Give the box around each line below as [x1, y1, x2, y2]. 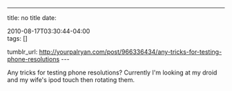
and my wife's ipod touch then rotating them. [7, 76, 135, 83]
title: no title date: [7, 14, 57, 21]
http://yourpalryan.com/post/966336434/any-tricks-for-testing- [39, 48, 222, 56]
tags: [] [7, 34, 28, 42]
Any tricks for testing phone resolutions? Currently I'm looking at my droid [7, 68, 217, 77]
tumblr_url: [7, 48, 38, 56]
